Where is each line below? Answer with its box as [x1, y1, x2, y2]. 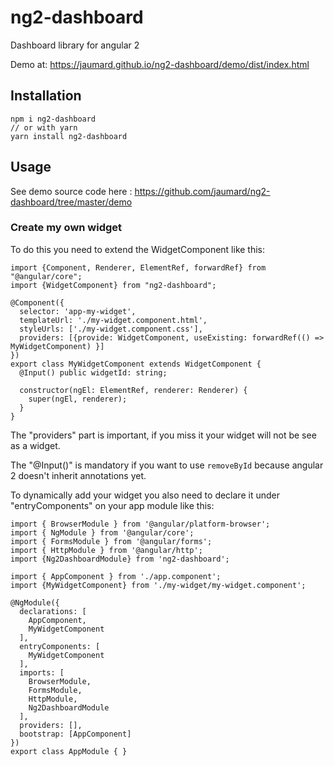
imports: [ [19, 667, 65, 678]
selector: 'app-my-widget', [19, 306, 137, 316]
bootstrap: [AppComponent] [19, 729, 132, 739]
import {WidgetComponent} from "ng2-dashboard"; [10, 280, 217, 290]
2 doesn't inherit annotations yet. [10, 469, 147, 481]
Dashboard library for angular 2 [10, 39, 140, 51]
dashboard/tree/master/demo [10, 196, 133, 208]
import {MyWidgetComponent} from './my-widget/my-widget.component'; [10, 580, 307, 590]
